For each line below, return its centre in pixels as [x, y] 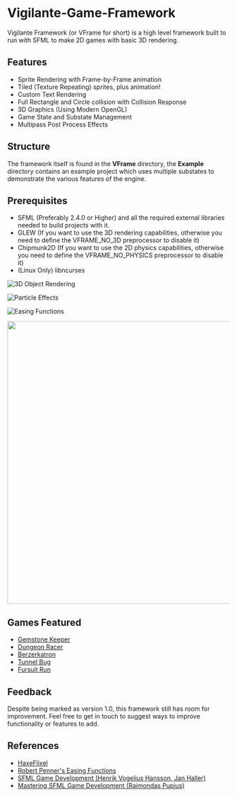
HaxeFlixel [32, 763]
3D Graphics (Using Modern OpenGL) [72, 109]
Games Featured [44, 622]
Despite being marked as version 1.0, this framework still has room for [109, 709]
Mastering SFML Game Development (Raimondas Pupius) [101, 785]
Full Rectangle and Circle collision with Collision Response [102, 102]
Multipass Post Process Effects [62, 124]
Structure [29, 147]
